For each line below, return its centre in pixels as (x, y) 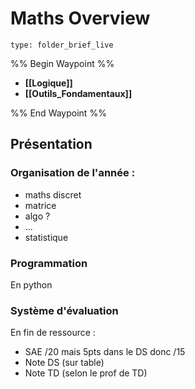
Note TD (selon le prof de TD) (86, 373)
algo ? (37, 216)
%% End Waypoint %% (58, 113)
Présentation (51, 144)
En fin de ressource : (53, 333)
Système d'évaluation (64, 310)
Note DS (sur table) (64, 363)
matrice (40, 205)
